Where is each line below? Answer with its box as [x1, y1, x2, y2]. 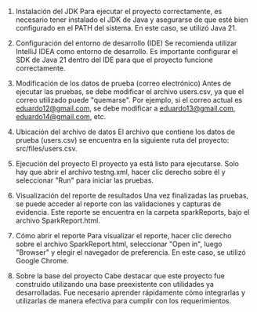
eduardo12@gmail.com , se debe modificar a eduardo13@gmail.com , [15, 103, 236, 113]
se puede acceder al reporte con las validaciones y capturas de [15, 199, 222, 209]
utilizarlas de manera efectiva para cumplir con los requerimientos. [15, 296, 232, 305]
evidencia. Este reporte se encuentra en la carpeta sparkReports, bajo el [15, 208, 250, 216]
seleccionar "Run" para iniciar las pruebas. [15, 176, 154, 185]
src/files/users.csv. [15, 144, 78, 153]
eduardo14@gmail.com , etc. [15, 112, 107, 121]
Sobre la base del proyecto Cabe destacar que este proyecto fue [15, 271, 225, 281]
